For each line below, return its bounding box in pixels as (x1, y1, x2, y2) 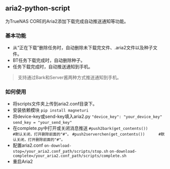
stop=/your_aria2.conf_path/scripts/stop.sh (12, 149, 109, 154)
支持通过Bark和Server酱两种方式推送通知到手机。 (17, 75, 122, 81)
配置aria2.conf (12, 142, 43, 149)
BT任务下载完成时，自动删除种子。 (12, 57, 85, 63)
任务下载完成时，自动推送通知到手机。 (12, 63, 93, 70)
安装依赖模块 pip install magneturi (12, 107, 89, 113)
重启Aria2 (12, 158, 33, 164)
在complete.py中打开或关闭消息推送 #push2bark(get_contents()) (12, 125, 148, 131)
